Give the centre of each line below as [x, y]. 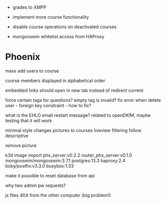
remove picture [21, 145]
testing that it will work [29, 120]
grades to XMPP [29, 7]
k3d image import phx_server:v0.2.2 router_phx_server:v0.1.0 [69, 155]
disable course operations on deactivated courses [64, 27]
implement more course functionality [51, 17]
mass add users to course [32, 71]
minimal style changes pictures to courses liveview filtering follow [73, 130]
